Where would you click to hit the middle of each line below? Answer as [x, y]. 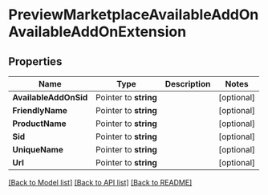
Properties [35, 61]
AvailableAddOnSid [50, 97]
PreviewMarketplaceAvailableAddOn [134, 15]
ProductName [39, 124]
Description [188, 84]
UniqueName [38, 150]
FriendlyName [40, 110]
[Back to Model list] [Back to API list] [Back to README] [100, 183]
